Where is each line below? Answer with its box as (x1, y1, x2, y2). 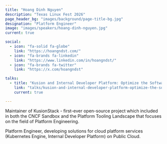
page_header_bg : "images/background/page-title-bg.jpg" (5, 16, 123, 21)
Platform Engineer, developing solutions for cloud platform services (5, 128, 143, 134)
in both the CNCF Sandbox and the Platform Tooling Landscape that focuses (5, 113, 162, 119)
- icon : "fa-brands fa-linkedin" (9, 53, 79, 58)
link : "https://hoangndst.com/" (14, 48, 81, 54)
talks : (5, 76, 19, 81)
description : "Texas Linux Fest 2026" (5, 12, 85, 17)
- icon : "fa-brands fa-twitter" (9, 63, 77, 68)
